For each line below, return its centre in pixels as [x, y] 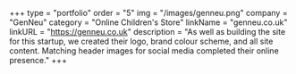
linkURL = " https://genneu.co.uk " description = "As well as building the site [148, 32]
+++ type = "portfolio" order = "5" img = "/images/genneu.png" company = [148, 13]
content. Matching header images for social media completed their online [144, 51]
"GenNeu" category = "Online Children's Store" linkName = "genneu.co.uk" [148, 22]
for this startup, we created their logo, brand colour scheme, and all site [141, 41]
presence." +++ [38, 60]
